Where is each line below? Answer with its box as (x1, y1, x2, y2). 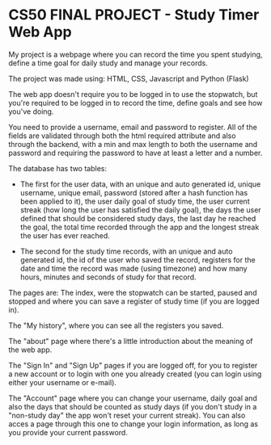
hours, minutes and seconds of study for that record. (19, 272, 197, 282)
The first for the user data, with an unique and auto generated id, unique (19, 179, 261, 189)
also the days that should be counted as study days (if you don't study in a (8, 401, 257, 411)
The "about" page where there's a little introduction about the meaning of (8, 336, 253, 346)
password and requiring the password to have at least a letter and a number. (8, 148, 263, 157)
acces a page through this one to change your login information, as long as (8, 418, 259, 429)
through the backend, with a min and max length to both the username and (8, 139, 258, 149)
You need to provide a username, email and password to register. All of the (8, 122, 257, 132)
